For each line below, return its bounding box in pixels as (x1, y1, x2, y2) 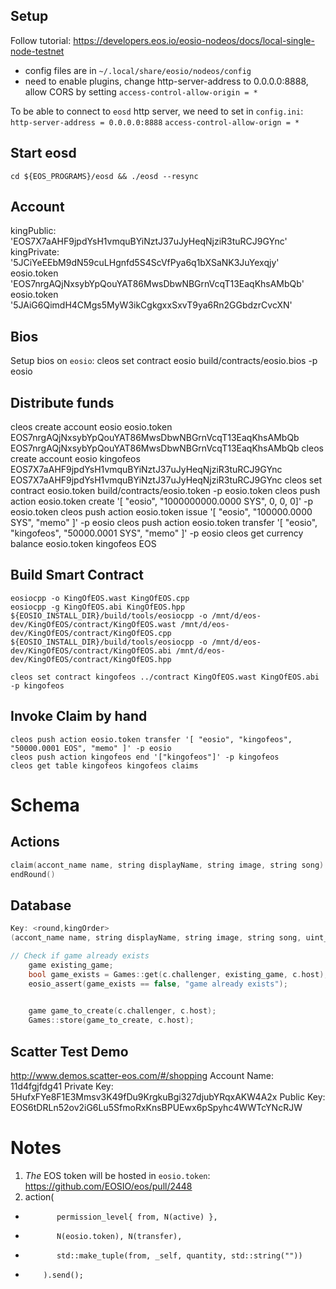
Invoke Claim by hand (10, 708, 148, 725)
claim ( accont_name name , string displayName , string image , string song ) (10, 860, 325, 870)
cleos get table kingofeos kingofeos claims (10, 760, 199, 771)
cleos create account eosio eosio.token (10, 421, 173, 433)
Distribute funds (10, 394, 115, 411)
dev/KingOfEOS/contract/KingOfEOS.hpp (10, 654, 172, 664)
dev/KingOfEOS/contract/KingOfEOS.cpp (10, 628, 172, 638)
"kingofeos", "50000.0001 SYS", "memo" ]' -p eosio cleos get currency (10, 527, 304, 539)
